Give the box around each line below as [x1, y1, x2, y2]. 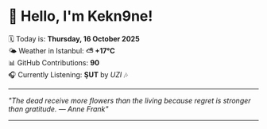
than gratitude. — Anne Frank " [8, 104, 109, 114]
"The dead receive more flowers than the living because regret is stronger [8, 96, 252, 105]
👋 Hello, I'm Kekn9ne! [8, 7, 153, 25]
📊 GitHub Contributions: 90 [8, 57, 100, 67]
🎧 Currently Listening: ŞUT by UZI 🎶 [8, 69, 129, 79]
